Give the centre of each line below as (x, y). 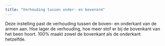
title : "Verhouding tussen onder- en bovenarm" (55, 10)
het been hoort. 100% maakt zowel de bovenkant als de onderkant (73, 34)
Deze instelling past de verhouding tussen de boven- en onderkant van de (81, 23)
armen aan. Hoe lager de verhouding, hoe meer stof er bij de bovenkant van (82, 29)
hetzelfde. (15, 39)
